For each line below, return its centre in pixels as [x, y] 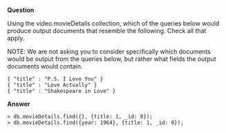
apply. [16, 38]
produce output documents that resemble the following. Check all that [107, 31]
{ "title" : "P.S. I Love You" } [55, 79]
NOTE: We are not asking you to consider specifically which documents [109, 52]
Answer [19, 104]
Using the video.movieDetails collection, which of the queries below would [113, 23]
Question [21, 10]
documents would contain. [45, 66]
